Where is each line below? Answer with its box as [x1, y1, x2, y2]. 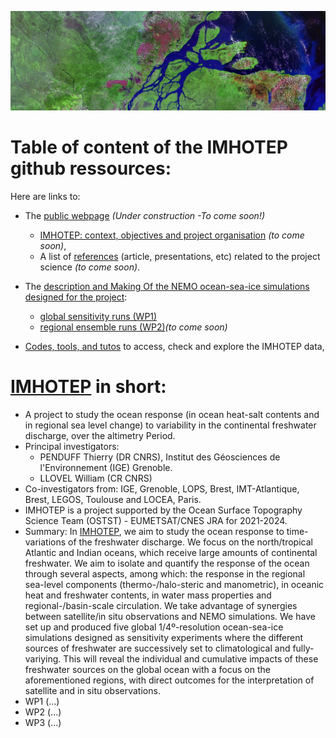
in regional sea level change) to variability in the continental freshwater [24, 419, 317, 431]
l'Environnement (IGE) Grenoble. [39, 461, 173, 473]
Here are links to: [10, 190, 81, 202]
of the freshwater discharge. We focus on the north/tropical [68, 536, 313, 548]
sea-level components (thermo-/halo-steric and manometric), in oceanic [24, 578, 325, 590]
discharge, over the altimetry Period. [24, 429, 176, 441]
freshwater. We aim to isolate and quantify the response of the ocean [24, 557, 310, 569]
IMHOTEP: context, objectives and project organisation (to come [39, 229, 305, 241]
